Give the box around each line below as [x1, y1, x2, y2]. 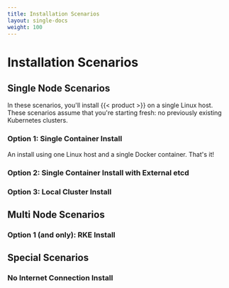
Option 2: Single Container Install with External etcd [7, 167, 189, 177]
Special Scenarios [7, 252, 89, 264]
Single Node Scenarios [7, 82, 111, 94]
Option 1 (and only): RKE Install [7, 230, 116, 240]
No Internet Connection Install [7, 273, 113, 283]
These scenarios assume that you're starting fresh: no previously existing [7, 109, 222, 117]
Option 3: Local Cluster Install [7, 187, 112, 196]
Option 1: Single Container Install [7, 134, 123, 144]
